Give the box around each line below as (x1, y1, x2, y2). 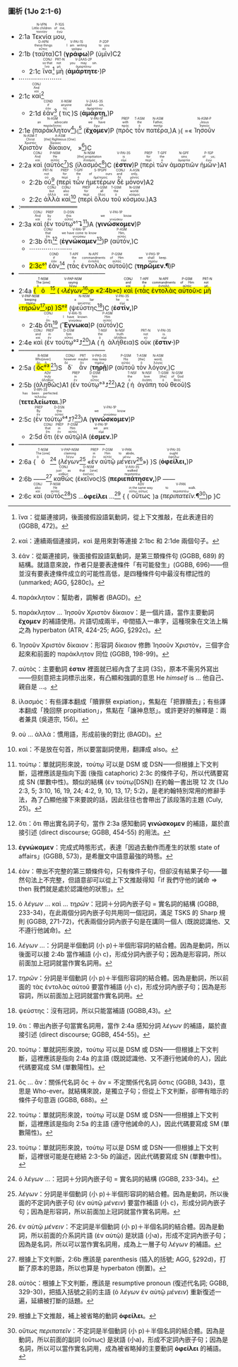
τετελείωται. (20, 398, 61, 406)
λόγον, (148, 363, 169, 372)
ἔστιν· (155, 338, 174, 347)
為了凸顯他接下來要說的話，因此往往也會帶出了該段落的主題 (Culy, (30, 795, 223, 804)
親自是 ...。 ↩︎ (18, 682, 58, 691)
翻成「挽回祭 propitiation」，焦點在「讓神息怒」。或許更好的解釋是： (24, 706, 221, 715)
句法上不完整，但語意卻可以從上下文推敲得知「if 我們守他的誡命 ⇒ (24, 876, 218, 884)
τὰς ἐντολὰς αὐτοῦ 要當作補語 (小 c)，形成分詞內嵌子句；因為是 (32, 983, 221, 991)
